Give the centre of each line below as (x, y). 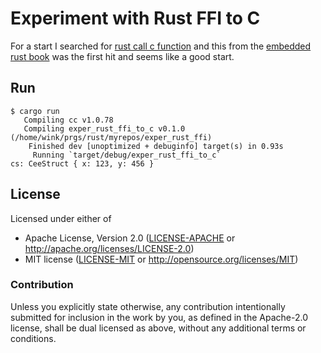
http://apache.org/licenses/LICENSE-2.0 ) (109, 248)
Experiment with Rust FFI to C (135, 18)
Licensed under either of (61, 218)
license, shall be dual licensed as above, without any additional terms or (158, 328)
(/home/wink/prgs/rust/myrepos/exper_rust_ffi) (111, 137)
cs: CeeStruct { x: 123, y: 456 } (82, 163)
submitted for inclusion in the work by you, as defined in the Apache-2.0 (159, 317)
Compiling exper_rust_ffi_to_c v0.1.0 (104, 128)
